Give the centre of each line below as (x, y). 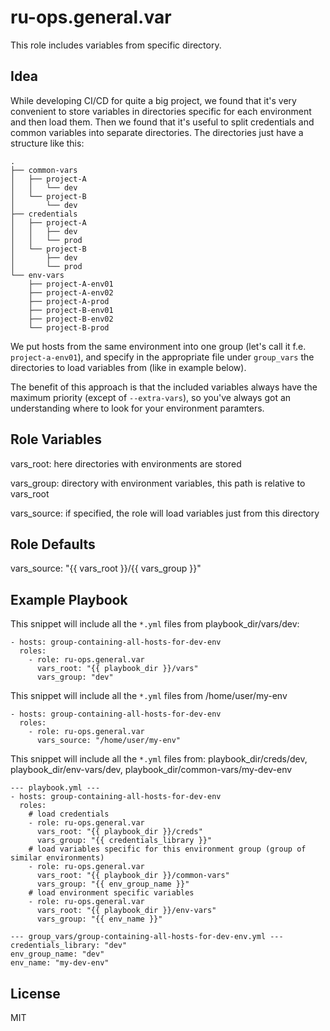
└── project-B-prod (69, 327)
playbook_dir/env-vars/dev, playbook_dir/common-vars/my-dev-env (151, 770)
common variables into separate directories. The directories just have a (157, 132)
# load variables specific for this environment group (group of (167, 849)
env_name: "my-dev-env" (60, 963)
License (35, 993)
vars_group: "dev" (75, 677)
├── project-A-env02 (71, 292)
